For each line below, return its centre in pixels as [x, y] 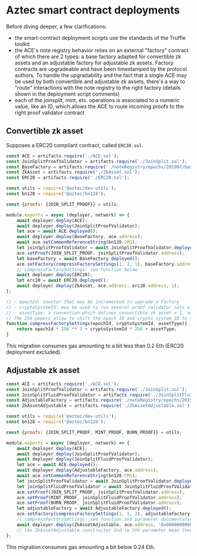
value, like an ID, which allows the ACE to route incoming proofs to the [99, 106]
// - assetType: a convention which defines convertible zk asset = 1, [95, 313]
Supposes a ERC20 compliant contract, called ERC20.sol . [75, 145]
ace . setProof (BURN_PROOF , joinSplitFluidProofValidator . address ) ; [99, 503]
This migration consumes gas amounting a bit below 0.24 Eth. [81, 547]
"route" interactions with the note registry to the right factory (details [97, 87]
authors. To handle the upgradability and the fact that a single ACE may [101, 75]
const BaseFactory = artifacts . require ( [56, 167]
